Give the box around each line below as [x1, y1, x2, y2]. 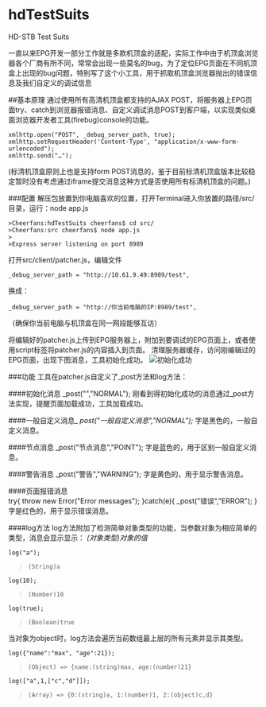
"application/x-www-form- [153, 138, 240, 146]
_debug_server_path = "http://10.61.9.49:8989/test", [8, 270, 191, 279]
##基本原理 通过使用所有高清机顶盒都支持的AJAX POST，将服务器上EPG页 [8, 95, 253, 104]
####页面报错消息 [8, 486, 68, 495]
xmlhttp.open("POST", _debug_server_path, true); [8, 130, 176, 138]
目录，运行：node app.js [8, 203, 89, 212]
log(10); [8, 577, 37, 585]
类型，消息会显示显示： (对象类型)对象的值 [8, 533, 148, 542]
